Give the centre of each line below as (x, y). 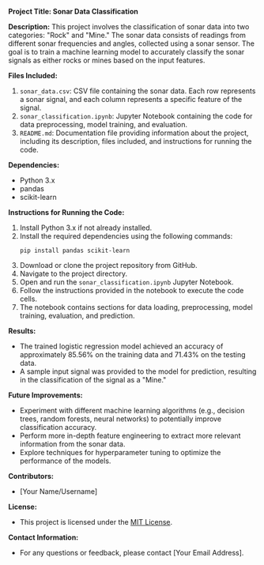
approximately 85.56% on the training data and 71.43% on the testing (133, 354)
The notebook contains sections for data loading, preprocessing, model (136, 307)
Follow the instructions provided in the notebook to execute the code (132, 290)
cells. (28, 299)
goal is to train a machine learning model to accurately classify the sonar (126, 52)
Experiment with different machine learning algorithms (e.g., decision (132, 411)
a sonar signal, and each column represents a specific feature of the (131, 99)
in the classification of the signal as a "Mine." (93, 380)
